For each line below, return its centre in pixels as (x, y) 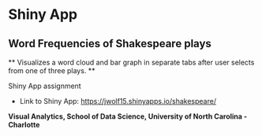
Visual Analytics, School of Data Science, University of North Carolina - (128, 116)
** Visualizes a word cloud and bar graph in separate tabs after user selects (131, 62)
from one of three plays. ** (52, 71)
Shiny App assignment (45, 86)
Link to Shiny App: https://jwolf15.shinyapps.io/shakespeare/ (118, 101)
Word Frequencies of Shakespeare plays (110, 44)
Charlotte (24, 125)
